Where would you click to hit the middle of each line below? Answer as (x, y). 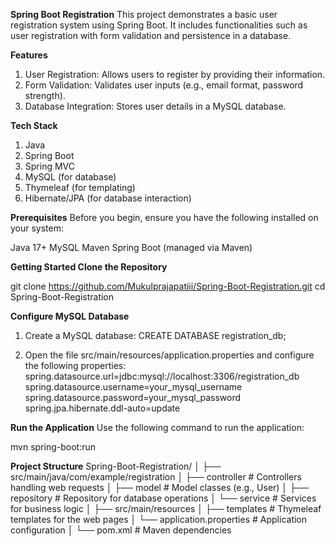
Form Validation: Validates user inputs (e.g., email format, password (164, 85)
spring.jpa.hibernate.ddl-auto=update (102, 408)
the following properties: (75, 365)
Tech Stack (34, 125)
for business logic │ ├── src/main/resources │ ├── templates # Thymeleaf (166, 508)
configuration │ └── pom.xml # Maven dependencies (121, 530)
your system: (37, 228)
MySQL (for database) (70, 177)
